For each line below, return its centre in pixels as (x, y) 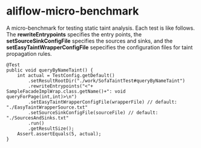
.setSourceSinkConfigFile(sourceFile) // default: (93, 113)
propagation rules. (29, 53)
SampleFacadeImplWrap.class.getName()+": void (66, 91)
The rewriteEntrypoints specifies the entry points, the (74, 34)
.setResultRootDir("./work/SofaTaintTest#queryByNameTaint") (107, 81)
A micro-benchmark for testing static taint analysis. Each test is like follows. (100, 28)
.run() (36, 123)
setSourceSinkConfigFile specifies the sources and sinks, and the (90, 41)
